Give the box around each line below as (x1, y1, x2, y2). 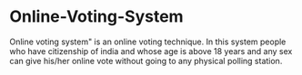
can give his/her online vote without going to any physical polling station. (9, 55, 283, 66)
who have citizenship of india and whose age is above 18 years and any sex (9, 45, 293, 56)
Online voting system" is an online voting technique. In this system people (9, 36, 287, 47)
